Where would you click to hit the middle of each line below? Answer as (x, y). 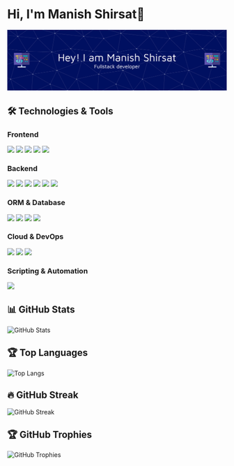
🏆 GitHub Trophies (50, 434)
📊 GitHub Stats (41, 310)
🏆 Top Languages (48, 353)
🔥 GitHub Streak (43, 395)
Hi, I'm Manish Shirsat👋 (76, 14)
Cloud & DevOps (36, 236)
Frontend (23, 134)
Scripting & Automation (48, 271)
